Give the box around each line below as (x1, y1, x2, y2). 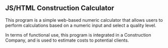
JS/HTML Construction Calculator (5, 4, 115, 12)
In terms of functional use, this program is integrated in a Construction (5, 32, 151, 38)
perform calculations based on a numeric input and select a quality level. (5, 22, 156, 28)
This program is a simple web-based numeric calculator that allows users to (5, 17, 163, 23)
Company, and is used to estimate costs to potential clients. (5, 37, 129, 43)
